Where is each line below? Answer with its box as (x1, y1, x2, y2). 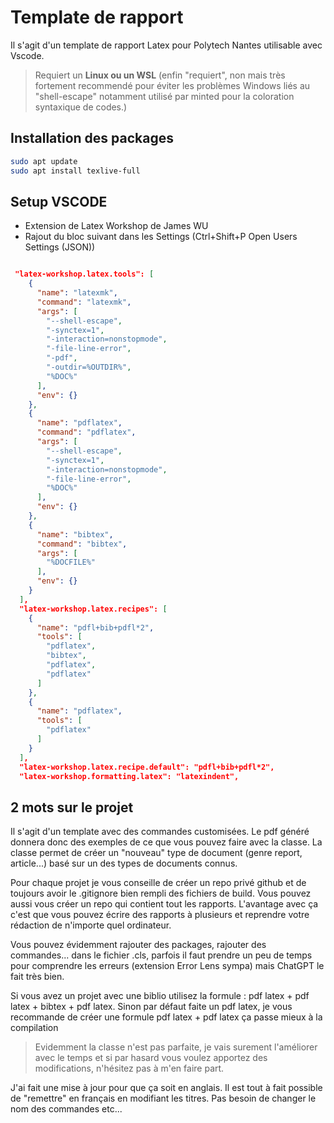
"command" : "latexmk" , (36, 297, 132, 307)
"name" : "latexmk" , (36, 288, 118, 298)
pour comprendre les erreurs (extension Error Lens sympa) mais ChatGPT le (10, 960, 325, 972)
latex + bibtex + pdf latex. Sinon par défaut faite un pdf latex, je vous (10, 1001, 293, 1013)
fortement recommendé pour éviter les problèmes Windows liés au (34, 79, 311, 91)
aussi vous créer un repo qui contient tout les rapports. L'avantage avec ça (10, 898, 319, 910)
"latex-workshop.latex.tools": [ (14, 269, 155, 280)
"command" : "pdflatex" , (36, 427, 137, 438)
